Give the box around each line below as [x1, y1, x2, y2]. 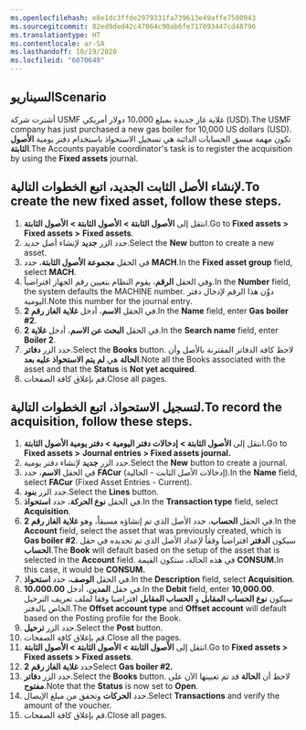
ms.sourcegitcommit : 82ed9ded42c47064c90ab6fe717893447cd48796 [10, 22, 257, 31]
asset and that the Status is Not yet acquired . [23, 363, 197, 375]
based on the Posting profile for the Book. [23, 613, 182, 624]
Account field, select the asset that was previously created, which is [23, 525, 282, 536]
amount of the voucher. [23, 700, 112, 711]
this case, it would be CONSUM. [23, 564, 146, 576]
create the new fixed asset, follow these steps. [10, 194, 282, 209]
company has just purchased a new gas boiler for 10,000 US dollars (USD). [10, 123, 292, 134]
